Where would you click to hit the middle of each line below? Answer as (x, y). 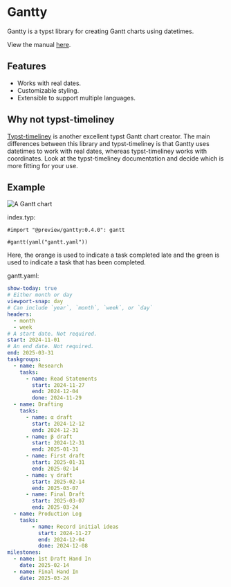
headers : (20, 314)
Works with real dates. (49, 83)
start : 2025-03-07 (58, 501)
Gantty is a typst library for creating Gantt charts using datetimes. (101, 31)
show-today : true (32, 289)
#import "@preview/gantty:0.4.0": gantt (66, 230)
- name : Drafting (38, 405)
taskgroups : (24, 359)
